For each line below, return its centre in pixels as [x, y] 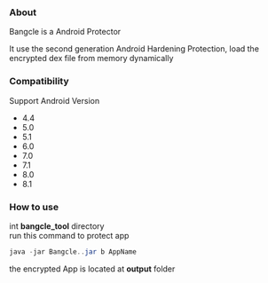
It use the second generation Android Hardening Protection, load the [134, 49]
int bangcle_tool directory [57, 226]
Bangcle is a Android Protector [65, 32]
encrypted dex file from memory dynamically [91, 59]
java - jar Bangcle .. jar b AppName [73, 252]
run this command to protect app [69, 235]
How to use [34, 207]
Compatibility [39, 82]
